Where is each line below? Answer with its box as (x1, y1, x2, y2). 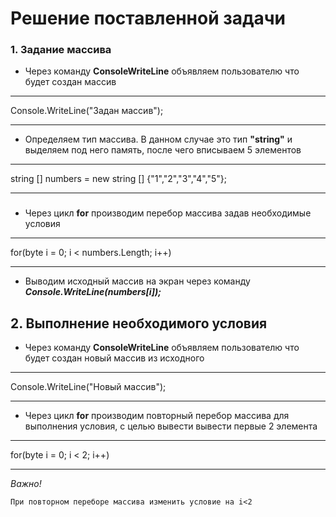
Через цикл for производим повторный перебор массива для (24, 410, 290, 422)
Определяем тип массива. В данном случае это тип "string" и (24, 133, 293, 146)
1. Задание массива (10, 43, 112, 57)
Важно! (10, 478, 42, 490)
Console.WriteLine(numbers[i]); (24, 286, 162, 298)
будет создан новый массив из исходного (24, 352, 205, 364)
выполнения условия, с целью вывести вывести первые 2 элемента (24, 420, 318, 432)
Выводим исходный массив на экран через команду (24, 275, 251, 287)
